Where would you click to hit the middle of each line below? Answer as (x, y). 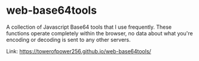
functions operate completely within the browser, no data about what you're (99, 33)
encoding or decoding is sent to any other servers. (68, 39)
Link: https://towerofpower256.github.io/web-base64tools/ (79, 51)
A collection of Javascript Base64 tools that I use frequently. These (89, 27)
